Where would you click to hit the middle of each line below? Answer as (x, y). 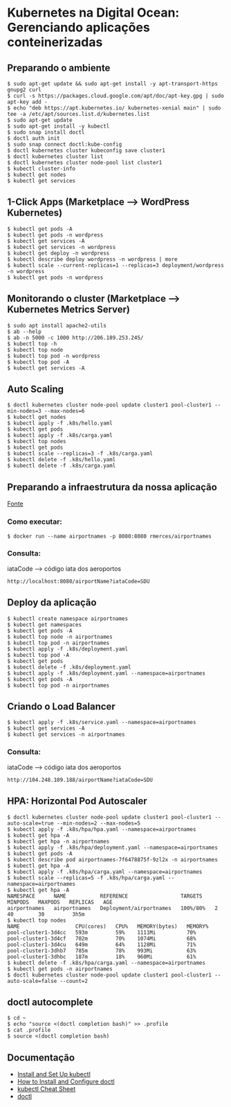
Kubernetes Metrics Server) (68, 310)
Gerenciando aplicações (78, 27)
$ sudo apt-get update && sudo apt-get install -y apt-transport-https (112, 84)
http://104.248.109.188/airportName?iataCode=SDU (80, 780)
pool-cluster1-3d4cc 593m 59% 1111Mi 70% (102, 932)
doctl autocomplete (50, 1002)
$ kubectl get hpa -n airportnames (58, 841)
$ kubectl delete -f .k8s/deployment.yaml (69, 667)
